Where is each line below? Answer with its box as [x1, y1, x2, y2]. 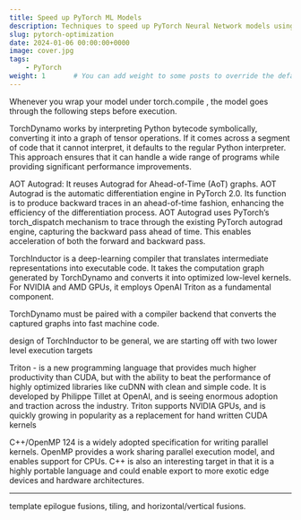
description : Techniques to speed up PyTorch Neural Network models [9, 22, 271, 30]
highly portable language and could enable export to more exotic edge [9, 465, 270, 476]
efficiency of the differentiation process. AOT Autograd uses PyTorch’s [9, 207, 270, 218]
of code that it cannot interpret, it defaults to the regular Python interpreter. [9, 142, 287, 152]
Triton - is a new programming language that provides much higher [9, 362, 257, 373]
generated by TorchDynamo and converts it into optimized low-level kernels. [9, 272, 292, 282]
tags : [9, 55, 30, 64]
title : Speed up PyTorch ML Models [9, 13, 142, 22]
